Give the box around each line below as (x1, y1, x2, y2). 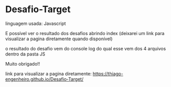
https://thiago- (92, 70, 124, 77)
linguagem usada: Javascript (5, 20, 66, 26)
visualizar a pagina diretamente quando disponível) (5, 36, 113, 42)
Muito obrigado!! (5, 61, 40, 67)
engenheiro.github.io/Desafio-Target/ (5, 76, 84, 82)
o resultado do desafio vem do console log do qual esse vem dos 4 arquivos (5, 45, 166, 51)
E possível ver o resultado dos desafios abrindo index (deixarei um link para (5, 30, 165, 36)
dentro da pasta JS (5, 51, 45, 57)
